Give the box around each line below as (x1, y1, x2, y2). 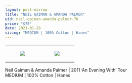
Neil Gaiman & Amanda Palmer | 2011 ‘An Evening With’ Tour (5, 67, 128, 73)
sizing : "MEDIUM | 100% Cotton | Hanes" (5, 30, 90, 35)
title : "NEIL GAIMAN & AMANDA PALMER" (5, 12, 85, 17)
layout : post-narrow (5, 7, 48, 12)
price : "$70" (5, 21, 32, 26)
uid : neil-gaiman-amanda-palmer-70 (5, 16, 79, 21)
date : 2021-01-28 (5, 26, 41, 31)
